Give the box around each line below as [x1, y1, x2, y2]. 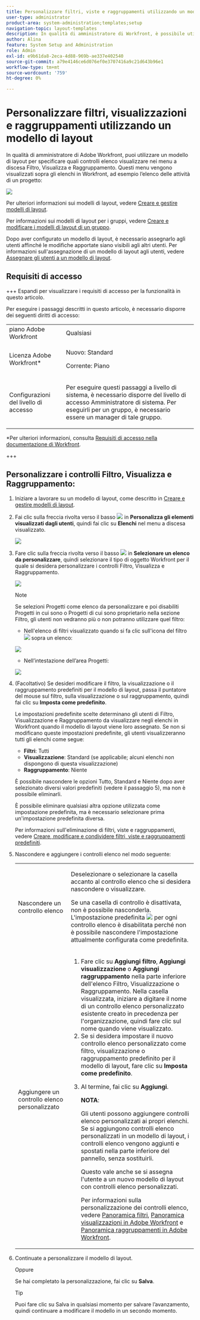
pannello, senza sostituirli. [80, 1154, 154, 1162]
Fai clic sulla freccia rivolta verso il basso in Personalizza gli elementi [14, 513, 194, 520]
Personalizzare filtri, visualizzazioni [6, 106, 187, 120]
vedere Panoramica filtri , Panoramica [80, 1211, 185, 1219]
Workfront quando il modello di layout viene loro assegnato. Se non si [14, 723, 186, 730]
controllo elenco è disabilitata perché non [70, 920, 186, 929]
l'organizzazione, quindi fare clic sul [80, 1017, 182, 1025]
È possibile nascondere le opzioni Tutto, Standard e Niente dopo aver [14, 778, 185, 785]
